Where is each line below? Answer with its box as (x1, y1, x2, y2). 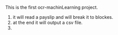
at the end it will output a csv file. (12, 20, 83, 25)
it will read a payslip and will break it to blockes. (12, 14, 113, 20)
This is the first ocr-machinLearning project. (5, 5, 98, 10)
